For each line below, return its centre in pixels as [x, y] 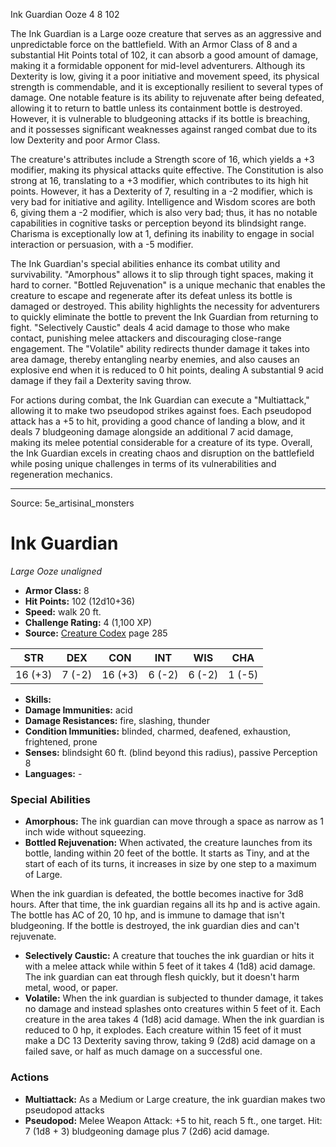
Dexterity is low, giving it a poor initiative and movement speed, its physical [165, 76]
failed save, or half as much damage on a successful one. [143, 1051]
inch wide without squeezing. [85, 832]
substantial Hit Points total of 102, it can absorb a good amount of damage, [164, 55]
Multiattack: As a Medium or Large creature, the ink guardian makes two [175, 1099]
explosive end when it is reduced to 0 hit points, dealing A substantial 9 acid [167, 370]
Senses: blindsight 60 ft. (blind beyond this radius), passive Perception [171, 752]
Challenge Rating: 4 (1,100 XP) [88, 622]
